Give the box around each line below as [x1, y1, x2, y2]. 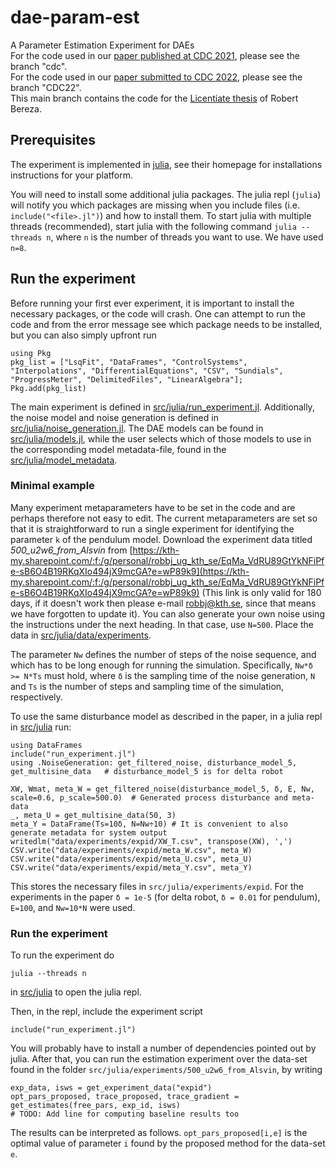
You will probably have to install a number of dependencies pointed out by [10, 1042, 317, 1055]
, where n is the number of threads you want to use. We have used [50, 231, 324, 243]
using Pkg [10, 348, 52, 358]
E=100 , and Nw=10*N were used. [10, 901, 136, 913]
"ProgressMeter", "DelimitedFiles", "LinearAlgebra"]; [10, 374, 244, 385]
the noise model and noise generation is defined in [10, 411, 219, 423]
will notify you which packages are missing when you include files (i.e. [10, 199, 301, 211]
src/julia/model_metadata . [10, 454, 118, 466]
